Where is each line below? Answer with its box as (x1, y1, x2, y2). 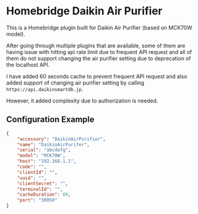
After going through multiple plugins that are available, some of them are (6, 42, 185, 49)
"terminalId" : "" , (17, 186, 63, 192)
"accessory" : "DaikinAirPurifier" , (17, 136, 106, 142)
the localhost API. (6, 61, 50, 68)
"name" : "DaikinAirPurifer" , (17, 141, 90, 147)
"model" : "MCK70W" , (17, 153, 66, 159)
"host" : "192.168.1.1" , (17, 158, 77, 164)
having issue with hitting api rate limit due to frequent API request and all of (6, 48, 192, 55)
